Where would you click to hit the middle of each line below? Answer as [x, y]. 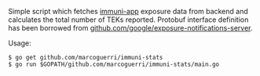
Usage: [20, 43]
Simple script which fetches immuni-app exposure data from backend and [128, 11]
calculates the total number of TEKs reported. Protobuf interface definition [128, 20]
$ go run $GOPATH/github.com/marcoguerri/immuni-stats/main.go [114, 64]
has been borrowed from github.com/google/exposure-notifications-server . [130, 28]
